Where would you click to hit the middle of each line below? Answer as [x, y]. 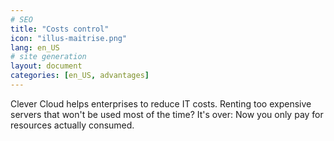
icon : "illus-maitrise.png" [69, 38]
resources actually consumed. [72, 125]
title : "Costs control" [60, 29]
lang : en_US [35, 47]
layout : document [46, 66]
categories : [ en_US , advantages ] [80, 76]
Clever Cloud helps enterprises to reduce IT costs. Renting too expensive [161, 103]
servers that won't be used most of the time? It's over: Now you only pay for [167, 114]
